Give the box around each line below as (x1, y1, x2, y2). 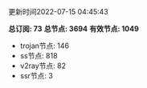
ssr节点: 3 (19, 71, 54, 80)
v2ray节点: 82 (19, 61, 67, 70)
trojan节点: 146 (19, 41, 70, 50)
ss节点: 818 (19, 51, 58, 60)
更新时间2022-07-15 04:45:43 (8, 7, 108, 16)
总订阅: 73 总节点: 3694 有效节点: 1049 (8, 24, 139, 34)
